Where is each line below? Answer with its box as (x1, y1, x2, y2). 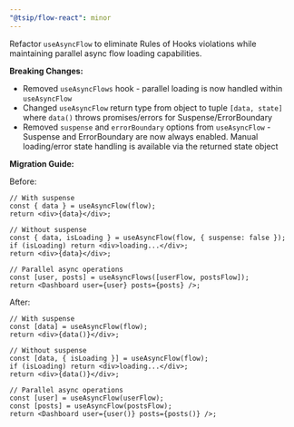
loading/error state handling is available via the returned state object (22, 141, 279, 151)
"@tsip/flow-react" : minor (9, 13, 112, 23)
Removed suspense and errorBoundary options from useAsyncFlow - (22, 121, 271, 132)
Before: (9, 176, 37, 187)
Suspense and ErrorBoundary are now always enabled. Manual (22, 131, 259, 141)
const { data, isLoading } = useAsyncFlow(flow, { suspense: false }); (9, 233, 286, 242)
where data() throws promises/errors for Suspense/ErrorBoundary (22, 112, 273, 122)
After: (9, 296, 31, 307)
